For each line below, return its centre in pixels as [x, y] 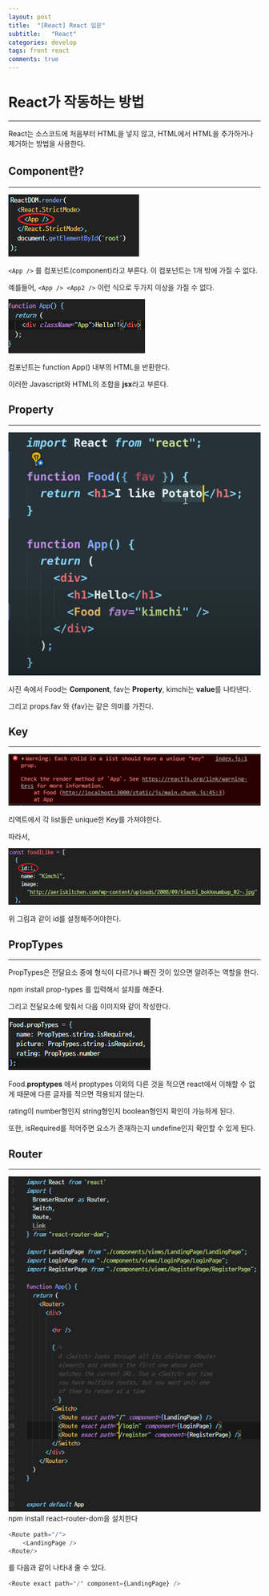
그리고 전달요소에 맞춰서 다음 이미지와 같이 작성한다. [89, 1007]
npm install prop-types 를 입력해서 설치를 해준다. [86, 989]
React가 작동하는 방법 [76, 102]
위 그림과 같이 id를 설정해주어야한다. [65, 919]
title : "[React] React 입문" [57, 25]
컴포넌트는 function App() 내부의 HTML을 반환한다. [89, 367]
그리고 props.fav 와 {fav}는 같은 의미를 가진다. [81, 706]
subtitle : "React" [43, 34]
